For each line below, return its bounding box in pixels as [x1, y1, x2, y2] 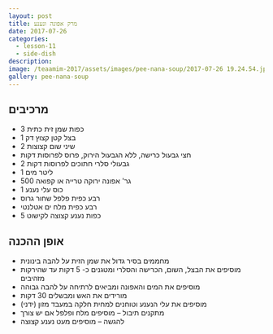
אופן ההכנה [8, 234, 64, 248]
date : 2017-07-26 [8, 27, 67, 35]
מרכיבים [8, 103, 49, 116]
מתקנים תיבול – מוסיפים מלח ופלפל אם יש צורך [19, 308, 165, 318]
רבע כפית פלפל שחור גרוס [19, 193, 101, 204]
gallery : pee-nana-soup [8, 73, 89, 81]
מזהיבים [19, 274, 45, 283]
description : [8, 58, 53, 66]
